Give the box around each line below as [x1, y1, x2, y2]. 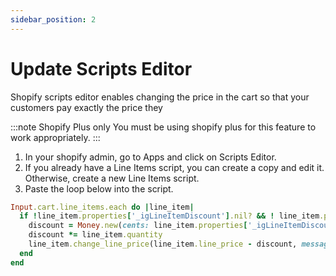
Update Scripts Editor [10, 57, 193, 80]
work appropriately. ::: [10, 131, 101, 143]
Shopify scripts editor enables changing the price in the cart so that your [10, 91, 310, 103]
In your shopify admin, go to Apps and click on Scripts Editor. [24, 151, 277, 163]
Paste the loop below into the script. [24, 182, 174, 195]
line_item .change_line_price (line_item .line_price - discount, [28, 239, 298, 250]
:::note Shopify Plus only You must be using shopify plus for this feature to [10, 121, 317, 133]
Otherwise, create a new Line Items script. [24, 172, 200, 184]
